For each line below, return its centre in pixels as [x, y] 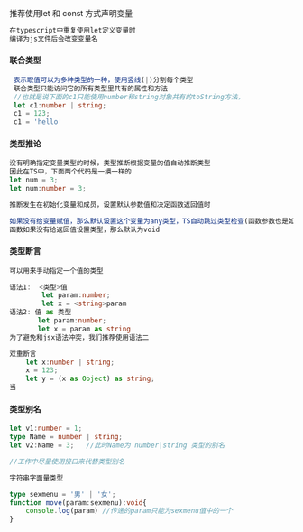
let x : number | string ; [70, 362]
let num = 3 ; [34, 180]
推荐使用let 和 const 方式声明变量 [71, 13]
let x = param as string [84, 329]
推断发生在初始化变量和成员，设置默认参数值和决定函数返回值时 [110, 205]
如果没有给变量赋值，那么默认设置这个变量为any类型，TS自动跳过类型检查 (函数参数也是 [149, 221]
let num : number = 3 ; [48, 189]
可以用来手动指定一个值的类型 [56, 271]
